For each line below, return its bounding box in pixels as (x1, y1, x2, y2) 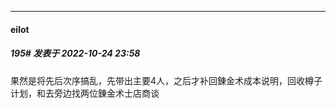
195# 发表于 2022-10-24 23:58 (10, 47, 141, 60)
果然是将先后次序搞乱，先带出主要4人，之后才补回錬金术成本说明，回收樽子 (10, 74, 323, 86)
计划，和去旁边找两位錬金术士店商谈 (10, 87, 160, 99)
